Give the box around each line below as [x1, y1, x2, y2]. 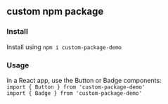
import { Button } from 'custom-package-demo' [6, 84, 146, 91]
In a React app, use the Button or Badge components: [6, 76, 162, 84]
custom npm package [6, 6, 104, 18]
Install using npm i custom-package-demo [6, 42, 122, 51]
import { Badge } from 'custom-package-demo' [6, 89, 142, 97]
